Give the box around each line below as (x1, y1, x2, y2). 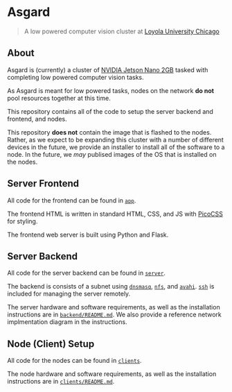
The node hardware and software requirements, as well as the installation (7, 370, 217, 378)
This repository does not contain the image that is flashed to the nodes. (7, 128, 212, 136)
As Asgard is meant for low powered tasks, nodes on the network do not (7, 86, 215, 94)
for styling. (7, 216, 38, 225)
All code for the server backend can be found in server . (7, 269, 166, 278)
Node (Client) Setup (7, 338, 95, 350)
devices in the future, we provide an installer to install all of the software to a (7, 143, 225, 151)
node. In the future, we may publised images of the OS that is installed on (7, 150, 217, 158)
